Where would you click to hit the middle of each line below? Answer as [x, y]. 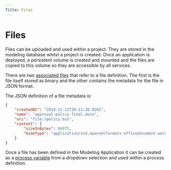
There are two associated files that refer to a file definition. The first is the [82, 75]
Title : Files [19, 10]
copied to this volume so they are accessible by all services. [68, 65]
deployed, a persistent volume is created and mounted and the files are [80, 60]
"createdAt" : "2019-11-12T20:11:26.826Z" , [60, 110]
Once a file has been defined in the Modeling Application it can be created [83, 152]
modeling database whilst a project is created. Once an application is [78, 54]
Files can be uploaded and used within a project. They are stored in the [80, 49]
